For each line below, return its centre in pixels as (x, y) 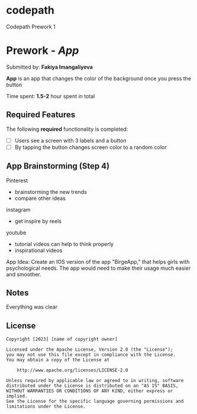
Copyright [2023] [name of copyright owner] (62, 339)
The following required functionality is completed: (67, 129)
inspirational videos (38, 250)
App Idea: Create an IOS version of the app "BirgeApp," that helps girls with (98, 261)
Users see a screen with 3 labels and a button (70, 140)
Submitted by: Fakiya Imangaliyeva (49, 67)
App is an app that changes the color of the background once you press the (98, 78)
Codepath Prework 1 (31, 27)
